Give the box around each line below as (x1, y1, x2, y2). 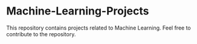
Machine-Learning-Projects (6, 4, 149, 18)
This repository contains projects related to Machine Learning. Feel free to (6, 24, 192, 31)
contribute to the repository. (6, 30, 76, 37)
